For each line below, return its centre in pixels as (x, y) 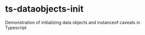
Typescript (16, 27)
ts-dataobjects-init (44, 9)
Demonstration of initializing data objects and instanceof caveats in (73, 22)
